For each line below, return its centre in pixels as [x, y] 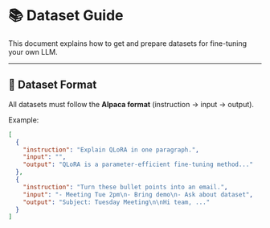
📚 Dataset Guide [66, 16]
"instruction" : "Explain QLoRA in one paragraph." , [111, 150]
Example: [24, 120]
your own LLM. [33, 52]
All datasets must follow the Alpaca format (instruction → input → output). [131, 104]
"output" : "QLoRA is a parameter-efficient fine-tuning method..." [138, 165]
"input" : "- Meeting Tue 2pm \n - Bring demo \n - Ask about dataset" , [138, 194]
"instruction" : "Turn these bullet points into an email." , [125, 187]
